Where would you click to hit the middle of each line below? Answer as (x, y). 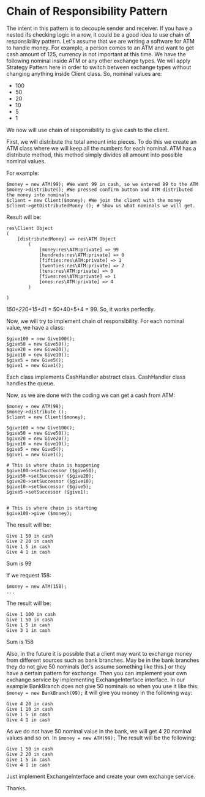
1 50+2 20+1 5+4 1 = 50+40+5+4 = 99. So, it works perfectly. (81, 309)
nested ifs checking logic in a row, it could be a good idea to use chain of (99, 34)
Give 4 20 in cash (30, 704)
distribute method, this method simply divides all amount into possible (95, 155)
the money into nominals (38, 195)
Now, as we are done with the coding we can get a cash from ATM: (91, 395)
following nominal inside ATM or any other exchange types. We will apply (99, 61)
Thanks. (17, 788)
